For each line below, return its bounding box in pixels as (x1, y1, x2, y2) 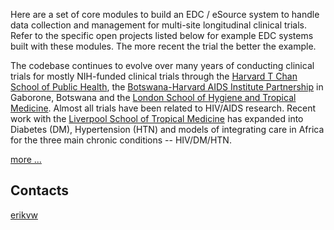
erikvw (10, 209, 38, 221)
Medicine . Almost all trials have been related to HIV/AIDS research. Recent (10, 102, 317, 114)
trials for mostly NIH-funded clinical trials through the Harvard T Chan (10, 70, 298, 82)
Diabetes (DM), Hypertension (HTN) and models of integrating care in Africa (10, 124, 325, 135)
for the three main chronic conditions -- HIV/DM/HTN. (10, 134, 232, 146)
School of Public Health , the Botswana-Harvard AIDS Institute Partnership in (10, 81, 324, 93)
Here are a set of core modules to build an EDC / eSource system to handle (10, 9, 320, 20)
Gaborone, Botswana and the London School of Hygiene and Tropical (10, 92, 297, 103)
